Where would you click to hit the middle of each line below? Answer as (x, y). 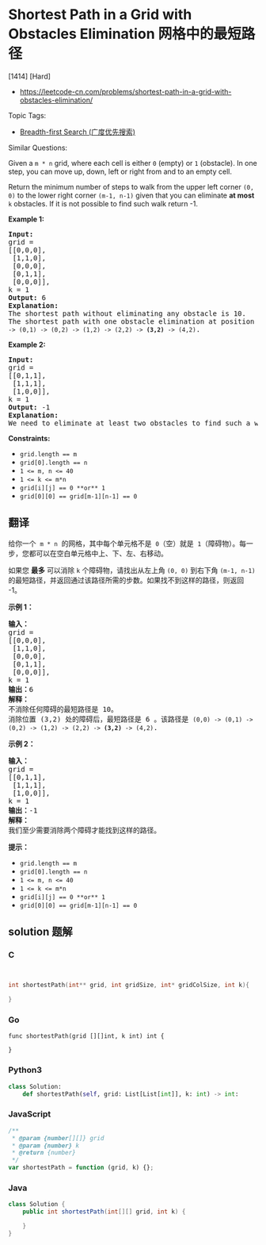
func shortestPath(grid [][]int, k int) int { (86, 1036)
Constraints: (29, 438)
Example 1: (27, 219)
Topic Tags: (27, 115)
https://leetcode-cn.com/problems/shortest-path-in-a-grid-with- (125, 91)
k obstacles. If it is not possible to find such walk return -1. (103, 203)
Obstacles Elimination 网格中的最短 (125, 34)
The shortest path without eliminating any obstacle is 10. (127, 313)
